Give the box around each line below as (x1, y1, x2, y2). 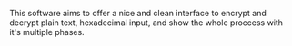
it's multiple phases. (9, 27, 85, 37)
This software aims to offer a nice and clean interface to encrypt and (9, 8, 267, 18)
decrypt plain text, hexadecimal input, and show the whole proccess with (9, 17, 284, 28)
